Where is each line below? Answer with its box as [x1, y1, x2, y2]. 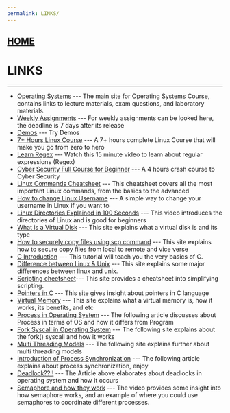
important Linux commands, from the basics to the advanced [16, 187, 190, 195]
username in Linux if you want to [16, 201, 110, 209]
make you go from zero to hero [16, 143, 105, 151]
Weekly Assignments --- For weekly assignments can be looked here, [16, 114, 214, 122]
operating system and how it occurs [16, 376, 118, 384]
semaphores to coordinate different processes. [16, 398, 150, 406]
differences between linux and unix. [16, 267, 118, 275]
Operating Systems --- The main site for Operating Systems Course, [16, 92, 210, 100]
